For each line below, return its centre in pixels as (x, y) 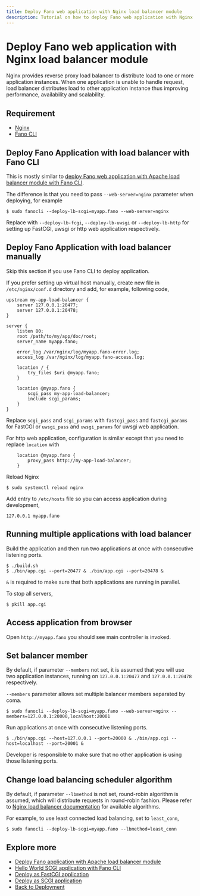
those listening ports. (32, 761)
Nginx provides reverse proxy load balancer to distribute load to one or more (100, 76)
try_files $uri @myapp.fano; (64, 372)
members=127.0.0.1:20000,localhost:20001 (58, 717)
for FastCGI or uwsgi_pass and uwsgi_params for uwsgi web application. (93, 427)
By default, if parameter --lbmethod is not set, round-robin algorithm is (92, 794)
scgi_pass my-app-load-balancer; (69, 393)
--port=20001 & (65, 744)
